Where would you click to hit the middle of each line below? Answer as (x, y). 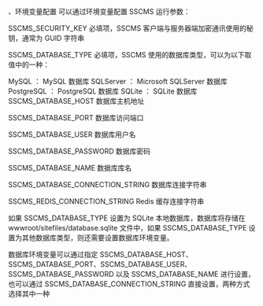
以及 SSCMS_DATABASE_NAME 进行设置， (185, 274)
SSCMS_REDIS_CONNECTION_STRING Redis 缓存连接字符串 (106, 201)
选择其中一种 (29, 294)
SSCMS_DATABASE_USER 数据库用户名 (72, 135)
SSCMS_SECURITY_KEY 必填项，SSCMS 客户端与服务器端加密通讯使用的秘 (131, 28)
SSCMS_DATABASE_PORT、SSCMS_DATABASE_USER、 (100, 264)
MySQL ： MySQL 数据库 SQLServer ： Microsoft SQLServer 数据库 (118, 81)
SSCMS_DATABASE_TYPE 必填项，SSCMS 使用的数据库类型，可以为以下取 (130, 55)
